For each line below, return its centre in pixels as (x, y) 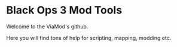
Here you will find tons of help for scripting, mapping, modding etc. (89, 38)
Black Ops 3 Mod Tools (64, 10)
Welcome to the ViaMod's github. (47, 26)
